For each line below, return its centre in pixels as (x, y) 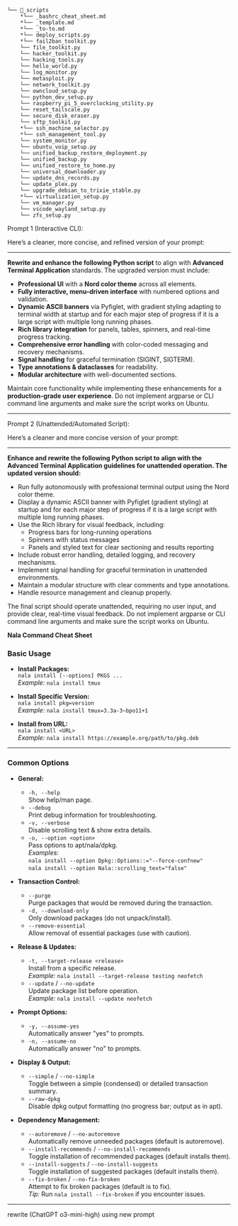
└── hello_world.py (49, 66)
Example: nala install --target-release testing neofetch (115, 975)
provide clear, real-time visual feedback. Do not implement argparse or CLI (116, 614)
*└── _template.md (47, 23)
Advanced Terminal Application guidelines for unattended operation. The (118, 466)
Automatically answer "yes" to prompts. (86, 1033)
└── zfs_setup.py (46, 215)
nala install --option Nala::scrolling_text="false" (108, 868)
